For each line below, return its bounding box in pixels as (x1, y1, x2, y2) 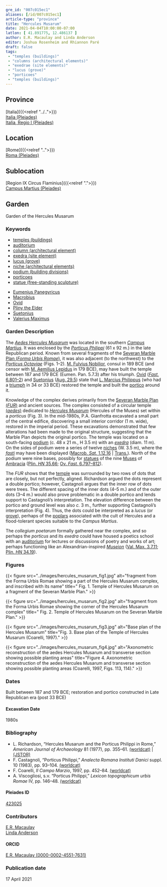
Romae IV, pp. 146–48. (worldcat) (12, 778, 82, 784)
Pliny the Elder (12, 305, 43, 311)
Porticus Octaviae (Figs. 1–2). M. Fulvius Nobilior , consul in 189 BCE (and (5, 361, 155, 367)
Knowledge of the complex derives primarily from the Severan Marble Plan (5, 397, 159, 403)
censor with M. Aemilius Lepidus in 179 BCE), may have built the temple (5, 366, 152, 372)
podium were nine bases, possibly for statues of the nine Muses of (5, 455, 142, 461)
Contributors (5, 813, 38, 820)
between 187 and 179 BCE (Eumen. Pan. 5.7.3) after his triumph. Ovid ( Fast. (5, 371, 159, 377)
